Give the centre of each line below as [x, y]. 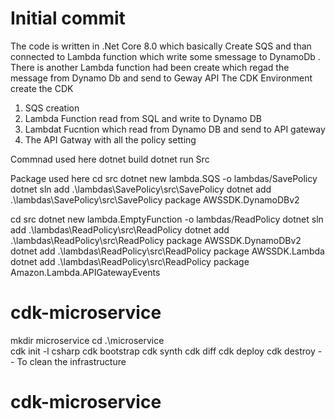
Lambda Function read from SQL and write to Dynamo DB [143, 118]
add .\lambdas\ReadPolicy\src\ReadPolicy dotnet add [120, 229]
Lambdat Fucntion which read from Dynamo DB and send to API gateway [175, 129]
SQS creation [52, 108]
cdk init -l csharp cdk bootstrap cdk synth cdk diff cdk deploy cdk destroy [163, 351]
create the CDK [42, 88]
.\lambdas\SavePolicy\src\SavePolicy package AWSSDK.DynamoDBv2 [155, 199]
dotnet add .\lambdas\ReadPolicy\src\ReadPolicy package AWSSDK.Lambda [167, 251]
